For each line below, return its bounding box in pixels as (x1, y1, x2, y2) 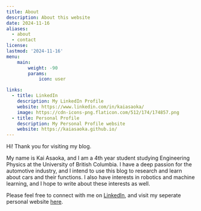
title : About (6, 8, 39, 15)
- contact (11, 37, 36, 43)
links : (6, 87, 23, 93)
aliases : (6, 25, 28, 32)
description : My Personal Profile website (17, 121, 126, 127)
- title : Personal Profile (11, 115, 80, 121)
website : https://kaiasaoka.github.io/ (17, 126, 118, 133)
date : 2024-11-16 (6, 20, 50, 26)
